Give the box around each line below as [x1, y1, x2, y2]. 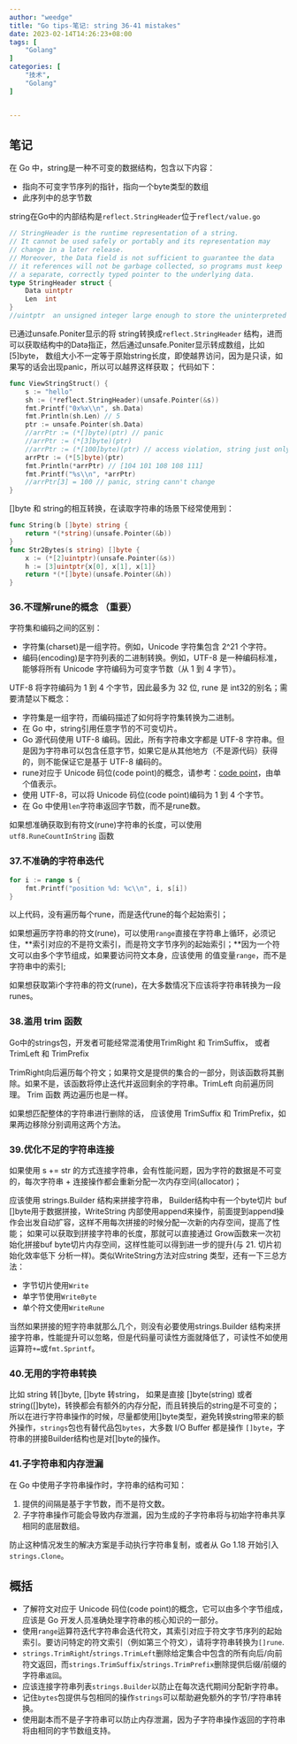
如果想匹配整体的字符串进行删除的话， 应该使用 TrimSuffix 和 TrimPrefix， [9, 1108, 278, 1118]
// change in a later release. [9, 245, 125, 255]
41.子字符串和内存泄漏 [9, 1457, 104, 1470]
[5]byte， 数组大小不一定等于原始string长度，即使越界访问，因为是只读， [9, 350, 276, 361]
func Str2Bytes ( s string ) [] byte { [9, 545, 141, 554]
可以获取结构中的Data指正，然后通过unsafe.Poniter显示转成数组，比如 [9, 339, 265, 350]
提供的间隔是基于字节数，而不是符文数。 [21, 1498, 170, 1509]
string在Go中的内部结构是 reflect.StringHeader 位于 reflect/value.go [9, 211, 261, 222]
